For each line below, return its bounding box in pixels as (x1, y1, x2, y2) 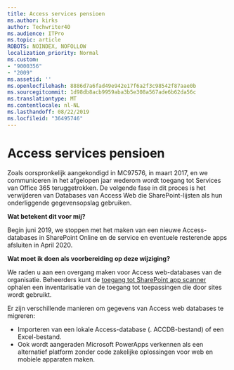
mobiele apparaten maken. (17, 355, 95, 363)
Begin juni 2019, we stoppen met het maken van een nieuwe (7, 226, 181, 234)
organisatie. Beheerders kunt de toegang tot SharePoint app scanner (7, 275, 207, 283)
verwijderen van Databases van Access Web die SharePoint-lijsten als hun (7, 191, 223, 199)
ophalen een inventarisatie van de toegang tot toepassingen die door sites (7, 283, 223, 291)
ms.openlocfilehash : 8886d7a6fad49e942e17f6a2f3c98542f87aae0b (7, 82, 197, 89)
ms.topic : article (7, 37, 61, 44)
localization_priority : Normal (7, 50, 99, 57)
